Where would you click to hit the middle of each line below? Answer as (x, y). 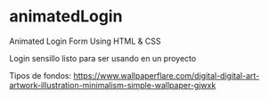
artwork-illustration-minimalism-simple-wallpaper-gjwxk (113, 85)
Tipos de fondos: (41, 75)
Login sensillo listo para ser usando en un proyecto (103, 58)
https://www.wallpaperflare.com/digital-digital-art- (167, 75)
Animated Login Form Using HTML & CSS (85, 41)
